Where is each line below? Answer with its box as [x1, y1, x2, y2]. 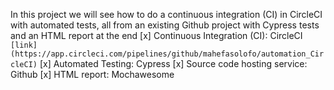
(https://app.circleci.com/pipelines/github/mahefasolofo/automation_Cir [10, 49, 325, 59]
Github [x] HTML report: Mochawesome [10, 69, 175, 80]
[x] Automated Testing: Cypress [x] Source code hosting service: [39, 58, 308, 69]
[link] [10, 40, 38, 50]
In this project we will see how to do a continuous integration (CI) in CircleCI [10, 9, 323, 20]
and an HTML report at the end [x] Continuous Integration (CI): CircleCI [10, 30, 303, 41]
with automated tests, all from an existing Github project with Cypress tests [10, 19, 320, 31]
